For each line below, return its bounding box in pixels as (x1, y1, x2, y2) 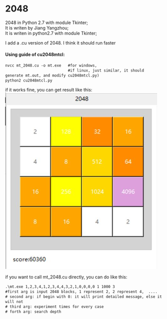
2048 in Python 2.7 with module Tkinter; (5, 19, 88, 25)
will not (5, 299, 23, 304)
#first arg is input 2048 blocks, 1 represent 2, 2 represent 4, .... (5, 289, 157, 294)
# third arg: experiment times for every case (5, 304, 104, 309)
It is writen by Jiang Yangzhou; (5, 24, 69, 30)
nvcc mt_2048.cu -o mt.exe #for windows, (5, 63, 97, 68)
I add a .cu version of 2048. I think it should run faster (5, 39, 116, 45)
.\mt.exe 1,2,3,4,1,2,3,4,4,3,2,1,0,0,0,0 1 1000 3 (5, 284, 115, 289)
